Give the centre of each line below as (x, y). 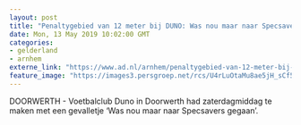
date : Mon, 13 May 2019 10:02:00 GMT (80, 34)
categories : (31, 42)
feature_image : (38, 76)
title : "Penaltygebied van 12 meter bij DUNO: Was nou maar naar (133, 26)
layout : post (34, 17)
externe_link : (36, 68)
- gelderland (34, 51)
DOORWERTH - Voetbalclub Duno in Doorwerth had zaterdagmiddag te (141, 101)
